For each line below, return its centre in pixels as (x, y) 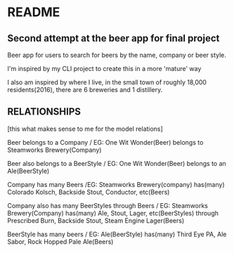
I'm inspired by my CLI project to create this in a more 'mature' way (104, 69)
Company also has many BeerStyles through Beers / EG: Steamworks (108, 205)
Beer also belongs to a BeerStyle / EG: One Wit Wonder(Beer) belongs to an (117, 163)
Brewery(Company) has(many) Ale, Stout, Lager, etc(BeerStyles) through (113, 213)
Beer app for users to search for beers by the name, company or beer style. (117, 55)
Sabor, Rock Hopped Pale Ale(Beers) (60, 241)
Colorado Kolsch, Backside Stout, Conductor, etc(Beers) (89, 192)
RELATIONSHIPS (44, 112)
